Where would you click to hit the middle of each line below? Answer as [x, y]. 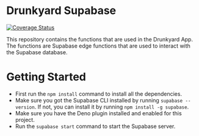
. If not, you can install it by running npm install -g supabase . [112, 107]
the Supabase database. [37, 52]
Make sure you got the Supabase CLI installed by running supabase [99, 100]
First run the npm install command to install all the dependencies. [98, 94]
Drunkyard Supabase [61, 11]
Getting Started [46, 77]
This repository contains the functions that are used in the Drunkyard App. [100, 39]
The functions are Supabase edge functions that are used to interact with [99, 46]
